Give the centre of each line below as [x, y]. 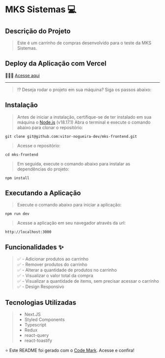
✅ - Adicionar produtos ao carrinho [53, 259]
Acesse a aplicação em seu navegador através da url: [71, 223]
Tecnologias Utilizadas [41, 303]
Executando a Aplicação [43, 193]
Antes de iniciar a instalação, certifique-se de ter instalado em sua [84, 117]
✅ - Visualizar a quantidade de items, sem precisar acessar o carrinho [88, 281]
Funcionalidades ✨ [34, 247]
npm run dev [17, 214]
